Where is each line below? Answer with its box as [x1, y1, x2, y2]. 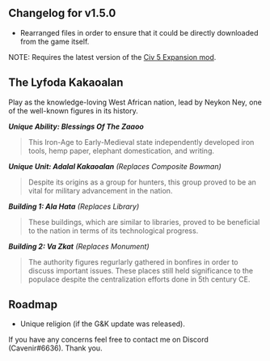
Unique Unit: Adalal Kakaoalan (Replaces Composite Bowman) [8, 161, 222, 171]
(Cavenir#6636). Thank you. [8, 343, 103, 353]
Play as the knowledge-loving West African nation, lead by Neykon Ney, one [8, 97, 263, 107]
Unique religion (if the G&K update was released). [19, 319, 186, 329]
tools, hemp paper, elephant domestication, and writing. [27, 146, 214, 155]
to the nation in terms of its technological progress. [27, 226, 199, 236]
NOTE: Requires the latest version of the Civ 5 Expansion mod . [8, 52, 217, 62]
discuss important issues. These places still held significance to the [27, 265, 253, 275]
